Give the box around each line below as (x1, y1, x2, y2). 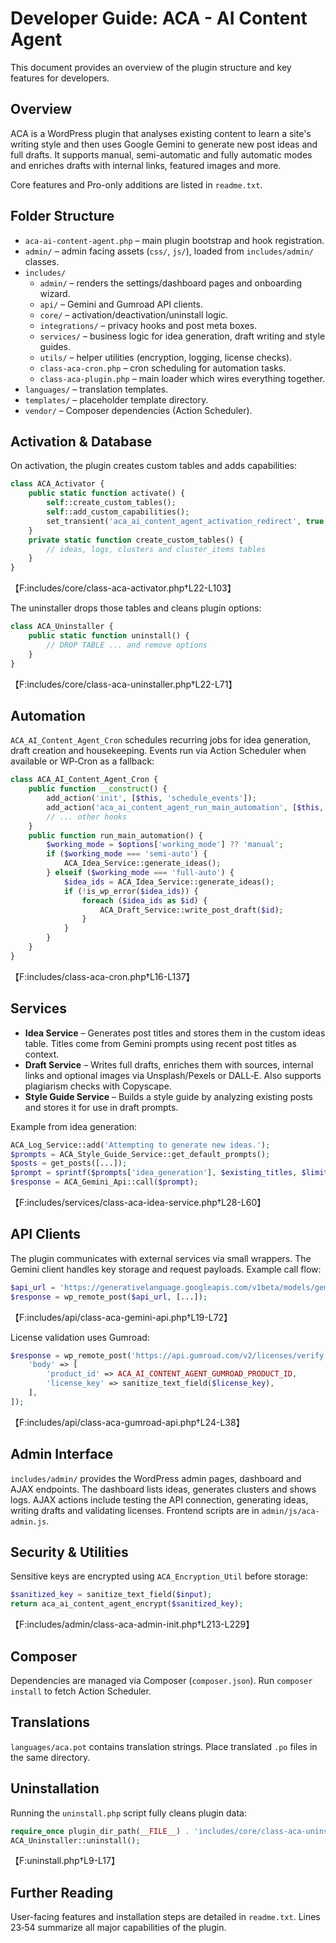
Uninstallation (10, 1780, 100, 1797)
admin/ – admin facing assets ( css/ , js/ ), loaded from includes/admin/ (24, 245, 315, 257)
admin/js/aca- (261, 1506, 320, 1516)
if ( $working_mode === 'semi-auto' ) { (46, 849, 208, 859)
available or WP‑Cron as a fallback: (10, 755, 155, 767)
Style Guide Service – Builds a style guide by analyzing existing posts (24, 1090, 313, 1102)
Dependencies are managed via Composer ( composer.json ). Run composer (10, 1675, 313, 1686)
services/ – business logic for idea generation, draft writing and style (39, 330, 326, 342)
